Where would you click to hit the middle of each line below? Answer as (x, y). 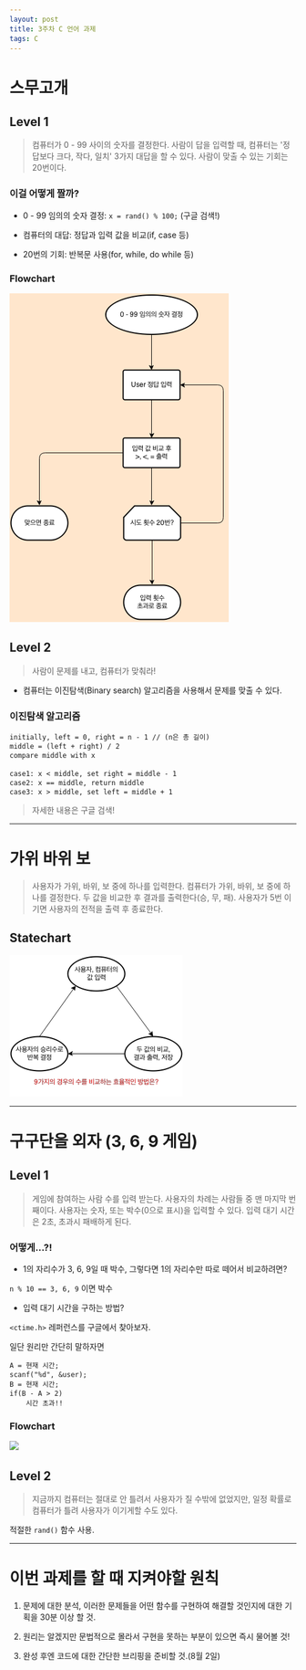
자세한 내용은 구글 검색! (73, 810)
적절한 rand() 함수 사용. (52, 1530)
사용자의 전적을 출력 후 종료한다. (106, 909)
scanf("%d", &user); (49, 1375)
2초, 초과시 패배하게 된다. (87, 1221)
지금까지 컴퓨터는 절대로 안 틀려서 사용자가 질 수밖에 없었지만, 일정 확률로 (162, 1499)
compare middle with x (52, 756)
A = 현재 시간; (34, 1366)
